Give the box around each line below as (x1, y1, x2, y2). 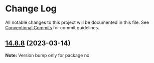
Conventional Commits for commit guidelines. (5, 24, 99, 30)
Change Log (5, 3, 57, 14)
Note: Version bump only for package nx (5, 52, 89, 58)
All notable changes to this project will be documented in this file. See (5, 19, 149, 25)
